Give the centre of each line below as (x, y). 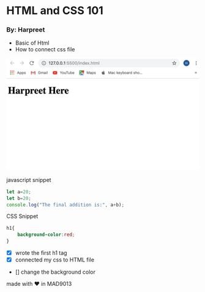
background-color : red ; (46, 235)
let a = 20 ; (19, 192)
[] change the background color (55, 272)
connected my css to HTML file (55, 260)
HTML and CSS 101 (55, 11)
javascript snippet (29, 180)
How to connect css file (45, 49)
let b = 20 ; (19, 198)
